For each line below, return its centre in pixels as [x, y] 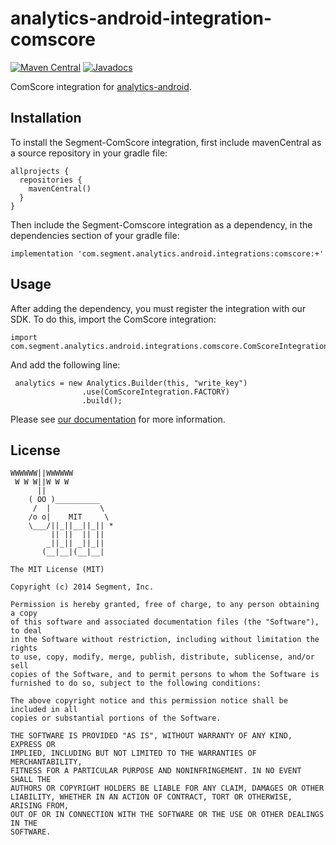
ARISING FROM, [40, 806]
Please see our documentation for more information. [118, 419]
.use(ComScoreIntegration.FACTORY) [155, 392]
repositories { [51, 180]
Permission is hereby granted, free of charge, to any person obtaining [165, 605]
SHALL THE [31, 780]
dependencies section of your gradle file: [95, 235]
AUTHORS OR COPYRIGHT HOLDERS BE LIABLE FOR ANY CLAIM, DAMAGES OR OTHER [167, 788]
